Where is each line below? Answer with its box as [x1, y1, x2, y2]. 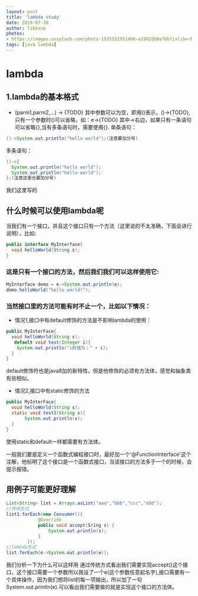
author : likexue [6, 25, 46, 31]
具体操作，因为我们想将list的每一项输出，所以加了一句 [11, 576, 143, 583]
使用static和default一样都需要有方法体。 [6, 438, 104, 445]
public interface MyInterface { [6, 242, 83, 248]
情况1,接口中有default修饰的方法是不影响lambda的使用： [14, 317, 152, 324]
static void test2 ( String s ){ [11, 410, 85, 416]
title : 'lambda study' [6, 14, 62, 20]
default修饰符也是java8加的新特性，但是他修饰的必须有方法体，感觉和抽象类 [6, 367, 192, 374]
